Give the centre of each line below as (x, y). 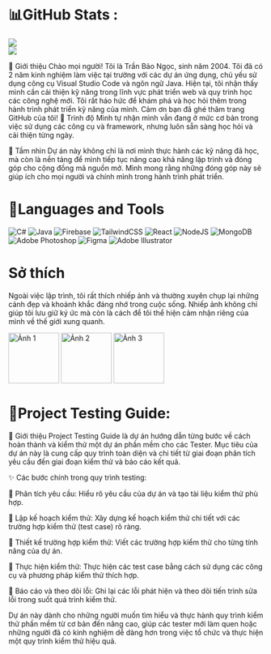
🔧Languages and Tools (87, 209)
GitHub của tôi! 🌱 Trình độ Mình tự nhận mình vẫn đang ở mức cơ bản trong (133, 118)
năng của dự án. (36, 550)
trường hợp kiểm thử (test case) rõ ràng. (75, 526)
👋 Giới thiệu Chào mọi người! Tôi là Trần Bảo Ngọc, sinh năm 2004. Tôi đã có (135, 66)
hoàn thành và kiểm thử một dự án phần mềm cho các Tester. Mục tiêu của (133, 444)
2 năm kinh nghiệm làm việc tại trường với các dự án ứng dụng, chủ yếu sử (133, 75)
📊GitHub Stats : (64, 15)
